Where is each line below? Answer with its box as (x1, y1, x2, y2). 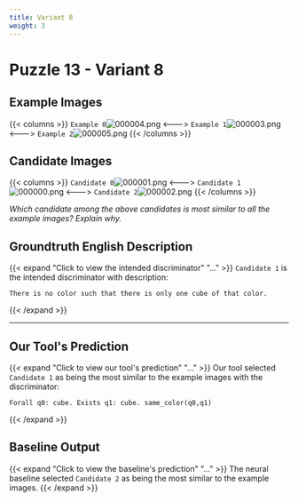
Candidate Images (9, 153, 113, 169)
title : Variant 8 (9, 12, 74, 22)
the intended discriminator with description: (9, 272, 169, 283)
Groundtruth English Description (9, 239, 193, 254)
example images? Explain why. (9, 213, 122, 224)
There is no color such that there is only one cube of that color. (9, 290, 268, 299)
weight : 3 (9, 21, 46, 30)
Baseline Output (9, 440, 100, 455)
